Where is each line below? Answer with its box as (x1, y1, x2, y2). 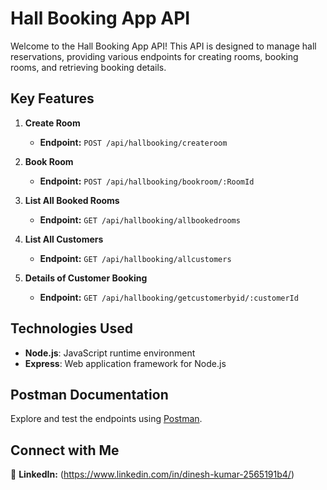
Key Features (10, 90, 95, 107)
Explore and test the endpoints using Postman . (10, 413, 203, 425)
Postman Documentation (10, 386, 169, 403)
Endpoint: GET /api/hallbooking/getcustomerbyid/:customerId (39, 291, 299, 303)
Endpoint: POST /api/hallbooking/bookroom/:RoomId (39, 175, 255, 187)
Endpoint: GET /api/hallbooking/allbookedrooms (39, 213, 241, 226)
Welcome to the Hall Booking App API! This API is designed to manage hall (10, 40, 317, 52)
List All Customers (24, 233, 104, 245)
